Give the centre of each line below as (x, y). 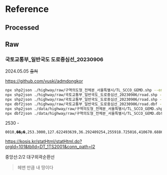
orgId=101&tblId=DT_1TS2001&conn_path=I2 (50, 146)
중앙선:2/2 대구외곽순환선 (30, 157)
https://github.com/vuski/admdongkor (44, 81)
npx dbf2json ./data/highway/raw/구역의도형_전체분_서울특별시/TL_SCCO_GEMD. (81, 113)
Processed (22, 28)
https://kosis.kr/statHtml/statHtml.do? (43, 141)
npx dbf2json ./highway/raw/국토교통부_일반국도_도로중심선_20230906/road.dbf (81, 104)
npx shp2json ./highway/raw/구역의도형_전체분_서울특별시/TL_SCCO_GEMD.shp (79, 90)
